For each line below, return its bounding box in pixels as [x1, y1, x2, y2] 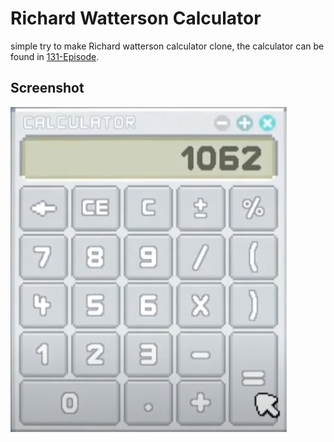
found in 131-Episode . [10, 50, 100, 62]
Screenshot [10, 80, 85, 97]
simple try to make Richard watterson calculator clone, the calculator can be [10, 40, 325, 52]
